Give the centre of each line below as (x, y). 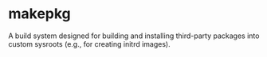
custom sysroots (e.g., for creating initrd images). (89, 44)
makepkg (40, 14)
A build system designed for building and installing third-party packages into (134, 36)
